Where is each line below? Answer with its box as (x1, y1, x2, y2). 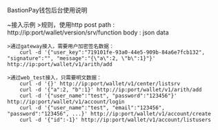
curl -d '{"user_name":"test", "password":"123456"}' (19, 92, 177, 99)
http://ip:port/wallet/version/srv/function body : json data (7, 28, 169, 36)
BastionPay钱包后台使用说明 (7, 6, 88, 14)
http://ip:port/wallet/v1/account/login (7, 98, 126, 105)
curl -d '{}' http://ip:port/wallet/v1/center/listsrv (19, 80, 181, 87)
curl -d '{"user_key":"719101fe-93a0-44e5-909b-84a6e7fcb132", (19, 49, 206, 56)
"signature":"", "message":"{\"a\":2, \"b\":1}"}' (7, 55, 156, 62)
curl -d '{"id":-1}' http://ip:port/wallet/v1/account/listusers (19, 116, 212, 123)
